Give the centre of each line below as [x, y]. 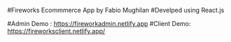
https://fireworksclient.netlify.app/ [56, 31]
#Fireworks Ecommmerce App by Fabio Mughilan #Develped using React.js [116, 10]
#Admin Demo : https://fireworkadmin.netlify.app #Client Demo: [99, 23]
